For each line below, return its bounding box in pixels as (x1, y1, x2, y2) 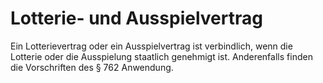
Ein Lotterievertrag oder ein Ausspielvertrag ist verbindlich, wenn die (10, 40, 293, 52)
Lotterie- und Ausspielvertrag (10, 7, 263, 30)
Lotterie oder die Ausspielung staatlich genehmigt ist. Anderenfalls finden (10, 50, 313, 62)
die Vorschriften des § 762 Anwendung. (10, 61, 174, 73)
